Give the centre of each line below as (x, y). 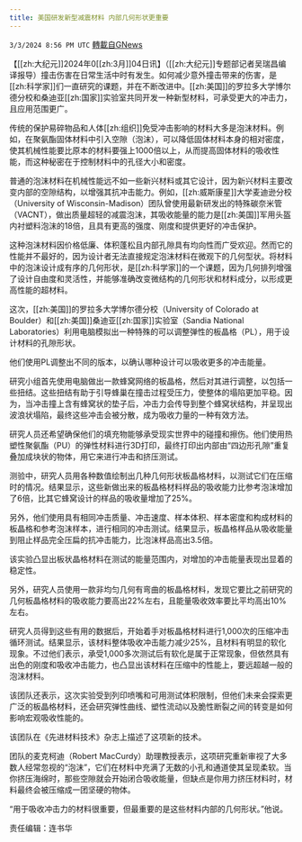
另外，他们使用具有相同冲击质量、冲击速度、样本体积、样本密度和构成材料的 (151, 517)
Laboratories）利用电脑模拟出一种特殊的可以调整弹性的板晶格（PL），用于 (146, 331)
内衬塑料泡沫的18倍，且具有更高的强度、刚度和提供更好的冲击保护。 (136, 225)
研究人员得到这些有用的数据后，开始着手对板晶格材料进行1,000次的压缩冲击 (149, 630)
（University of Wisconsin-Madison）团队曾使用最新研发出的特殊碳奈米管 (146, 203)
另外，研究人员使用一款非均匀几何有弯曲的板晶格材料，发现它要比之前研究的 (151, 589)
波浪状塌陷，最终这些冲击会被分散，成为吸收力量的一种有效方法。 (131, 414)
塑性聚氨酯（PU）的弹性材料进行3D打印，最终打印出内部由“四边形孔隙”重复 (150, 445)
